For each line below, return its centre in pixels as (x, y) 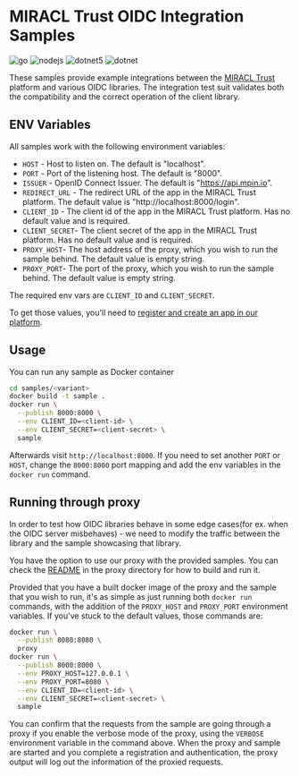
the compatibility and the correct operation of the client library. (125, 97)
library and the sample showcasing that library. (96, 542)
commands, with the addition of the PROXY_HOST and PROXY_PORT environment (149, 606)
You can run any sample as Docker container (92, 371)
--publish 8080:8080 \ (59, 640)
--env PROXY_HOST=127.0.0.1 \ (73, 673)
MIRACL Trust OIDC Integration (127, 17)
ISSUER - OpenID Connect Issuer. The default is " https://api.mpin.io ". (147, 183)
